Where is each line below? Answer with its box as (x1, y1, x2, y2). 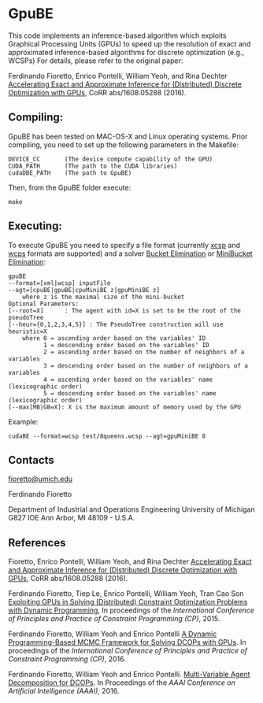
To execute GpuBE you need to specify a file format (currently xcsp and (8, 240, 240, 250)
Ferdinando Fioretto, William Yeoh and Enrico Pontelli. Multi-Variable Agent (8, 670, 250, 679)
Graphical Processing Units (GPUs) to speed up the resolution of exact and (8, 39, 251, 48)
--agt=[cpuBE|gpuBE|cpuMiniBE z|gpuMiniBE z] (8, 286, 160, 294)
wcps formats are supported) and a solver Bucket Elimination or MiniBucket (8, 249, 254, 258)
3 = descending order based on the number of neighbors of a (43, 361, 248, 370)
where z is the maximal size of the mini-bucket (22, 293, 185, 301)
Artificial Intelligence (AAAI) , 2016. (8, 686, 120, 696)
